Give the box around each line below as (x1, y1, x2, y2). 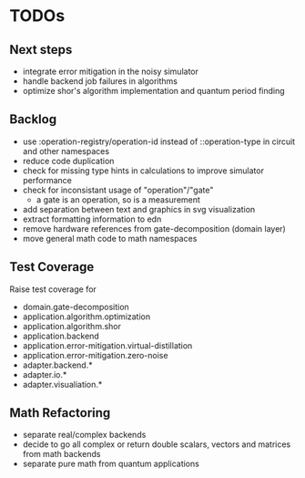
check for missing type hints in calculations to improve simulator (22, 165, 264, 176)
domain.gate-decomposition (22, 301, 129, 312)
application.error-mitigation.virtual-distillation (22, 339, 193, 351)
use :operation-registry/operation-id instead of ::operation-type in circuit (22, 136, 296, 147)
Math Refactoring (9, 405, 111, 421)
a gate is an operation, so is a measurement (36, 193, 200, 205)
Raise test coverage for (9, 284, 97, 295)
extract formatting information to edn (22, 213, 162, 224)
